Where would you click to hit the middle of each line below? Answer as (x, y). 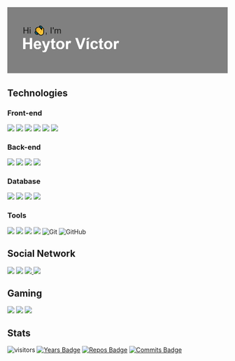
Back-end (24, 147)
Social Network (41, 254)
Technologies (38, 93)
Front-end (25, 113)
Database (24, 181)
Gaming (25, 293)
